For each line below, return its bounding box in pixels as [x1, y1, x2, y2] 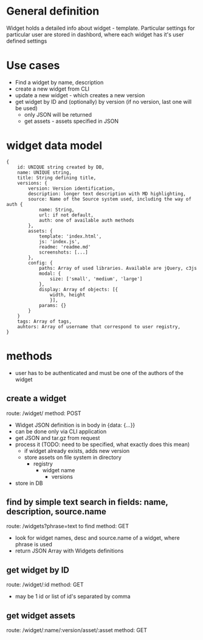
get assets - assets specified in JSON [24, 117, 119, 125]
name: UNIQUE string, [17, 169, 72, 176]
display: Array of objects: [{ [38, 286, 119, 292]
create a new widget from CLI [15, 85, 90, 92]
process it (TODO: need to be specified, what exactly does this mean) [15, 441, 190, 448]
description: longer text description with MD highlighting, [28, 190, 187, 197]
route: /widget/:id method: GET [6, 581, 84, 588]
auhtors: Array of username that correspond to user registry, [17, 323, 181, 329]
